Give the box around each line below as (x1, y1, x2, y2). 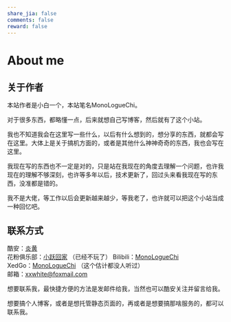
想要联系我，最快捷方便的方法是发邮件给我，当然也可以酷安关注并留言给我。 (7, 285, 224, 293)
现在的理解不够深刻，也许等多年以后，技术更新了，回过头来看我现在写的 (7, 171, 212, 179)
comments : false (7, 17, 54, 23)
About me (7, 52, 65, 68)
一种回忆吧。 (7, 202, 43, 211)
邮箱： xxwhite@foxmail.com (7, 270, 88, 279)
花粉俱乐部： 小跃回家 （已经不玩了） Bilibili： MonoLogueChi (7, 253, 179, 261)
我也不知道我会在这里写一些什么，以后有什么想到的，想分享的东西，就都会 (7, 130, 218, 138)
